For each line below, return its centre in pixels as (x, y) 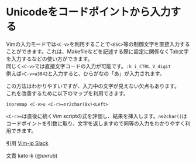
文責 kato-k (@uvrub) (32, 156)
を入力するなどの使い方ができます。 (49, 59)
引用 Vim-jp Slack (27, 143)
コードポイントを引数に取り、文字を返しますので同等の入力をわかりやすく (96, 123)
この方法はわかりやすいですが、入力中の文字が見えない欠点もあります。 (93, 86)
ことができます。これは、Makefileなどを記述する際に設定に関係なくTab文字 (97, 51)
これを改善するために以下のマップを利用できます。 (67, 93)
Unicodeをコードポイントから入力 (88, 12)
